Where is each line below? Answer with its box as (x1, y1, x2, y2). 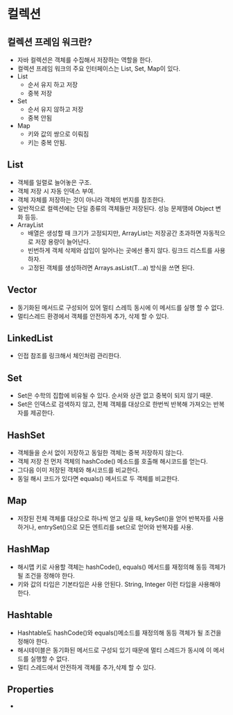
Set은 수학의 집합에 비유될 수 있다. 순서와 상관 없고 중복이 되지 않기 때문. (17, 391, 214, 400)
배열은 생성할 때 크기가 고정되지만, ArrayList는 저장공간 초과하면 (27, 229, 202, 237)
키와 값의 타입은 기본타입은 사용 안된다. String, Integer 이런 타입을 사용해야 (17, 580, 221, 588)
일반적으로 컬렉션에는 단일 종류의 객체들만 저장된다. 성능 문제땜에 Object (17, 204, 214, 212)
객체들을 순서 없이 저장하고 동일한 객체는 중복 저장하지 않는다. (17, 448, 184, 457)
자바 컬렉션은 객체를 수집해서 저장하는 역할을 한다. (17, 56, 153, 64)
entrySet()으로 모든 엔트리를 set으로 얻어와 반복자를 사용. (37, 522, 194, 531)
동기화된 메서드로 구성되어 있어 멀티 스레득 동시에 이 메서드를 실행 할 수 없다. (17, 303, 225, 312)
